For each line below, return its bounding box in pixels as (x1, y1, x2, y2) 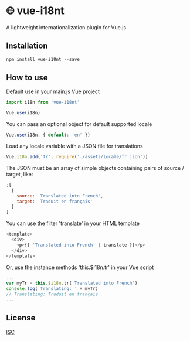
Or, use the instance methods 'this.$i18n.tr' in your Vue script (6, 264, 154, 271)
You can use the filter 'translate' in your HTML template (6, 220, 140, 227)
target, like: (6, 170, 33, 178)
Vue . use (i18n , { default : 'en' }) (6, 132, 91, 138)
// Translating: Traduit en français (6, 291, 99, 297)
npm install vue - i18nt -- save (6, 56, 80, 62)
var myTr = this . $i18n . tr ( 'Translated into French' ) (6, 280, 138, 287)
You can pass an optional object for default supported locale (6, 121, 152, 128)
